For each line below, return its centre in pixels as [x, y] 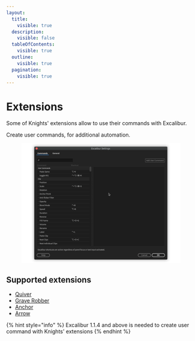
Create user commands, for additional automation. [68, 135]
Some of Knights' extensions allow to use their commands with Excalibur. [97, 123]
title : [20, 19]
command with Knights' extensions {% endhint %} [68, 331]
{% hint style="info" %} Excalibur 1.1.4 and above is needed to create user [98, 325]
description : [28, 32]
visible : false [36, 38]
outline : [22, 57]
